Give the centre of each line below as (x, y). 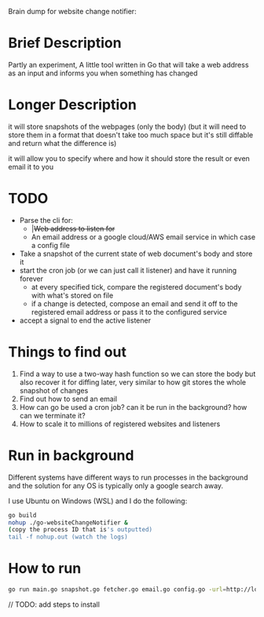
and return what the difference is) (62, 143)
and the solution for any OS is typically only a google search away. (116, 485)
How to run (45, 569)
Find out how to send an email (68, 399)
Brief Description (65, 43)
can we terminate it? (52, 415)
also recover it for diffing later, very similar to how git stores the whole (132, 382)
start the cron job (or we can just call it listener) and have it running (128, 270)
